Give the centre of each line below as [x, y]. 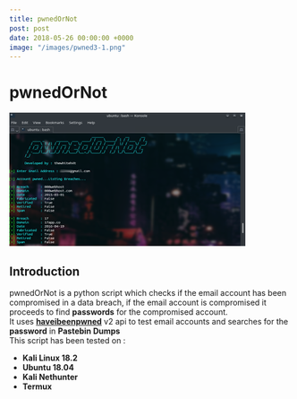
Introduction [45, 271]
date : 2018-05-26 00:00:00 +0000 [72, 38]
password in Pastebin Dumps [65, 331]
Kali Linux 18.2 [50, 358]
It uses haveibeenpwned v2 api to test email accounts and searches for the [149, 321]
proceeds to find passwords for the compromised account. [119, 312]
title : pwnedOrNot [43, 19]
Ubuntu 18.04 [48, 367]
